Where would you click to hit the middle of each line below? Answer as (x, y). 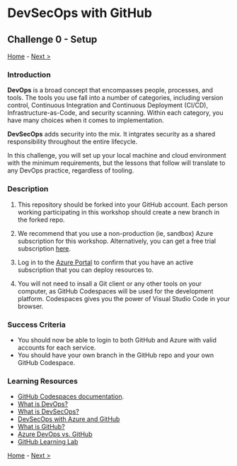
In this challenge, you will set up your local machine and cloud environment (117, 156)
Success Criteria (36, 325)
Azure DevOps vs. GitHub (55, 434)
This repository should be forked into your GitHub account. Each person (122, 205)
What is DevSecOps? (48, 412)
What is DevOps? (43, 404)
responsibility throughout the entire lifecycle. (73, 142)
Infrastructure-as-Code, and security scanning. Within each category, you (116, 113)
